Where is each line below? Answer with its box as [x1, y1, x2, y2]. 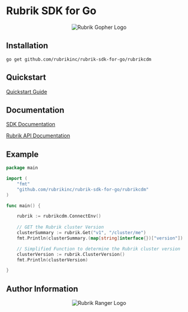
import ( [6, 176, 28, 182]
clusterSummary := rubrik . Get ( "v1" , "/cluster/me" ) [17, 230, 146, 236]
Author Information [6, 284, 78, 294]
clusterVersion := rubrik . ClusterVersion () [17, 251, 126, 257]
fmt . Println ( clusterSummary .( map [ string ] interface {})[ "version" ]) [17, 235, 183, 241]
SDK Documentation [6, 121, 56, 128]
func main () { [6, 202, 41, 209]
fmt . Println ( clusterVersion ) [17, 257, 88, 263]
